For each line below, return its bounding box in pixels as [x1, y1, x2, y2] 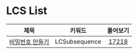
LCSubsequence [55, 37, 102, 45]
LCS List [6, 4, 48, 18]
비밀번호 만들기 [9, 38, 49, 46]
